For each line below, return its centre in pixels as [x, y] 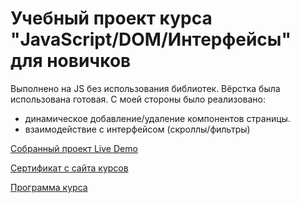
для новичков [71, 61]
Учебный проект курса [111, 18]
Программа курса [49, 187]
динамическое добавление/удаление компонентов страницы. [157, 118]
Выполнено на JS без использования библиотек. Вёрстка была [145, 88]
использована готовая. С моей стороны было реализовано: [138, 99]
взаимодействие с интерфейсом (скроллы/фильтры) [137, 129]
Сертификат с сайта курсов [69, 168]
